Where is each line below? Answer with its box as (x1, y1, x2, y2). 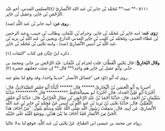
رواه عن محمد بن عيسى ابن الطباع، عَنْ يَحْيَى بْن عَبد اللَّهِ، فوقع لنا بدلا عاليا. (5, 120, 143, 126)
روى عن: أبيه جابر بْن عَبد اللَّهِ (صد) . (5, 21, 71, 26)
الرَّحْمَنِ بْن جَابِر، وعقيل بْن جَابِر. (5, 11, 64, 17)
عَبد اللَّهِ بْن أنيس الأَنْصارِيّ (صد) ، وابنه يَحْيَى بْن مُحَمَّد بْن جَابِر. (5, 41, 118, 46)
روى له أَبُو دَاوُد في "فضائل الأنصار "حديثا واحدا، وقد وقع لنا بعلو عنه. (5, 75, 129, 80)
